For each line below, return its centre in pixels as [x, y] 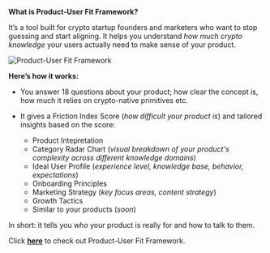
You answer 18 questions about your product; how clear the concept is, [139, 92]
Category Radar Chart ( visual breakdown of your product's [131, 149]
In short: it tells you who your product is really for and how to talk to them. [132, 225]
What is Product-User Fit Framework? [73, 12]
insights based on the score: [68, 124]
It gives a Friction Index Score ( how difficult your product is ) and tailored [141, 116]
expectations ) [55, 175]
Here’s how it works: [44, 76]
